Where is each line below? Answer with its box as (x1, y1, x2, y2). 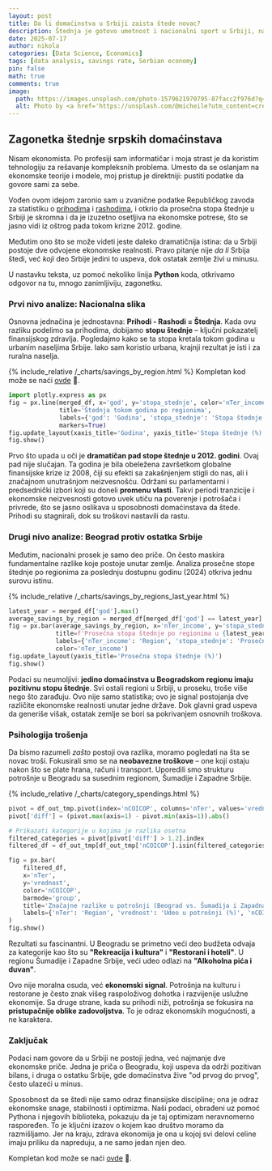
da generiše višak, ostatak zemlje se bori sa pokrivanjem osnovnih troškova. (8, 709, 263, 718)
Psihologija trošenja (8, 729, 88, 740)
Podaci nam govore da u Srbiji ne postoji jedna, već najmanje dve (8, 1054, 226, 1063)
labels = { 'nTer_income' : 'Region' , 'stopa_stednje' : (55, 637, 233, 645)
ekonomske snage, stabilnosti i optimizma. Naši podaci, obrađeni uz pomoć (8, 1103, 261, 1114)
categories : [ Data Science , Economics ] (8, 49, 143, 57)
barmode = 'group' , (23, 894, 82, 902)
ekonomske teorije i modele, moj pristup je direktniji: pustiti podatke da (8, 171, 244, 181)
